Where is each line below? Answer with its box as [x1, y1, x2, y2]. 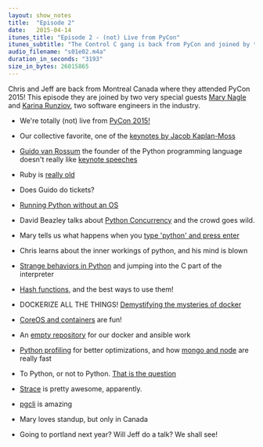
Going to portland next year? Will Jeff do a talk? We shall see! [19, 429, 218, 439]
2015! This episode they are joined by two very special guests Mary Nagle [8, 92, 247, 102]
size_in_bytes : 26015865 [8, 63, 89, 71]
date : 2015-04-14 [8, 26, 72, 34]
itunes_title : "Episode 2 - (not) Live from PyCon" [8, 33, 180, 42]
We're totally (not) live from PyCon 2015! [19, 115, 150, 125]
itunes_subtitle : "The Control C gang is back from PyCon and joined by [8, 41, 250, 49]
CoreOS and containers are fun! [19, 314, 123, 324]
